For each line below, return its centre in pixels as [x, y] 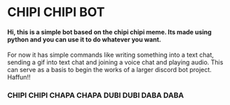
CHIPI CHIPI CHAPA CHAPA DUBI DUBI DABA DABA [96, 95]
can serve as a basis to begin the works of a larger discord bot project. [109, 70]
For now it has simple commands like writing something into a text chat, [110, 55]
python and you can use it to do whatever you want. [84, 39]
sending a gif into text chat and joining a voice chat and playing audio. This [115, 62]
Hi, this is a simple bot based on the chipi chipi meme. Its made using [109, 31]
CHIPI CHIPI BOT [56, 12]
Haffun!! [19, 77]
